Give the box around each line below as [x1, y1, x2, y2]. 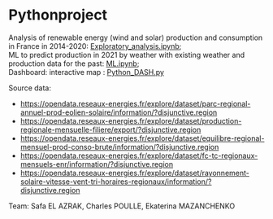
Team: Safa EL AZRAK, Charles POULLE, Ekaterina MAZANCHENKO [8, 201, 236, 211]
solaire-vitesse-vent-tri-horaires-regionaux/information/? [19, 177, 212, 186]
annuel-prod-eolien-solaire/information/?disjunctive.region [19, 107, 218, 117]
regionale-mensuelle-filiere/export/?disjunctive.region [19, 125, 201, 134]
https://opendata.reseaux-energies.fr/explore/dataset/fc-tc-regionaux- [19, 151, 258, 160]
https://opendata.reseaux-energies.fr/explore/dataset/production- [19, 116, 242, 125]
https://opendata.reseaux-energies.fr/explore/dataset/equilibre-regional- [19, 133, 265, 143]
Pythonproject [8, 6, 108, 24]
